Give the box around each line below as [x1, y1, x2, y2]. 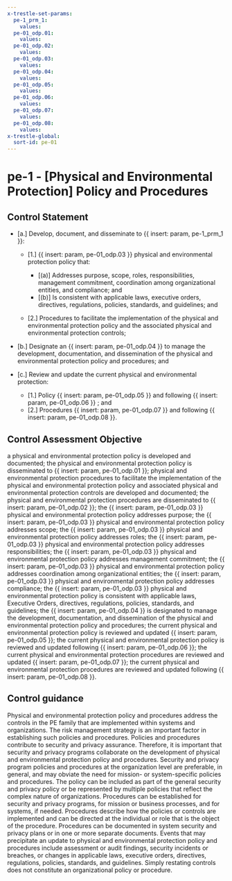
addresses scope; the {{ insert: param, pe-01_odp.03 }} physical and [7, 525, 203, 534]
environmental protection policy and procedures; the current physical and [7, 621, 217, 629]
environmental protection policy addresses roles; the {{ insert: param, [7, 532, 206, 541]
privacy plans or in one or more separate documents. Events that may [7, 829, 206, 837]
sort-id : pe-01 [13, 139, 57, 146]
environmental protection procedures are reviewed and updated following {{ [7, 665, 224, 673]
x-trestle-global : [7, 132, 60, 139]
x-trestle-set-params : [7, 10, 73, 17]
